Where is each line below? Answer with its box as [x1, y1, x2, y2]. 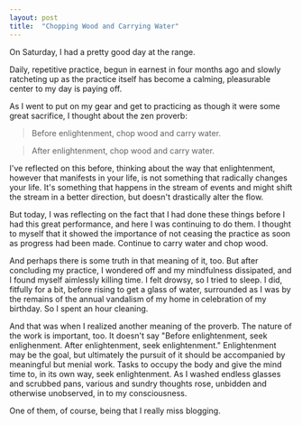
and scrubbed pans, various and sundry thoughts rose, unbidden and [9, 378, 268, 389]
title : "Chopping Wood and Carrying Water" [9, 22, 179, 31]
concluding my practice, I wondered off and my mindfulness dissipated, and [9, 264, 292, 275]
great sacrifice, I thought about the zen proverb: [9, 110, 188, 121]
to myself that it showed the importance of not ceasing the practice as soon [9, 227, 291, 239]
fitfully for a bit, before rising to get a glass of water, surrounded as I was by [9, 283, 291, 294]
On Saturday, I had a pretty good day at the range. [9, 46, 196, 57]
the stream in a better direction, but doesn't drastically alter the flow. [9, 191, 264, 202]
